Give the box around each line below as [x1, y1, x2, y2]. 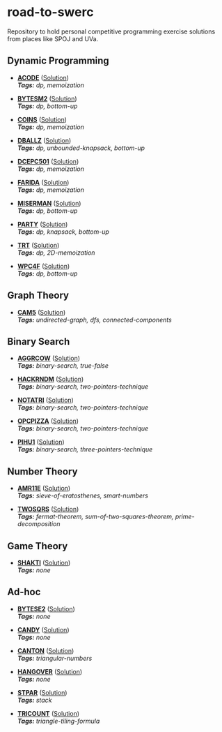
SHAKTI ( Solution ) [17, 559, 71, 567]
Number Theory [7, 465, 78, 477]
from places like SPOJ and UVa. [7, 34, 99, 43]
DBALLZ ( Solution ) [17, 136, 72, 144]
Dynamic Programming [7, 55, 109, 67]
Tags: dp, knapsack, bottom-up [17, 227, 110, 236]
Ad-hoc [7, 586, 41, 598]
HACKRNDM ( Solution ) [17, 375, 84, 384]
